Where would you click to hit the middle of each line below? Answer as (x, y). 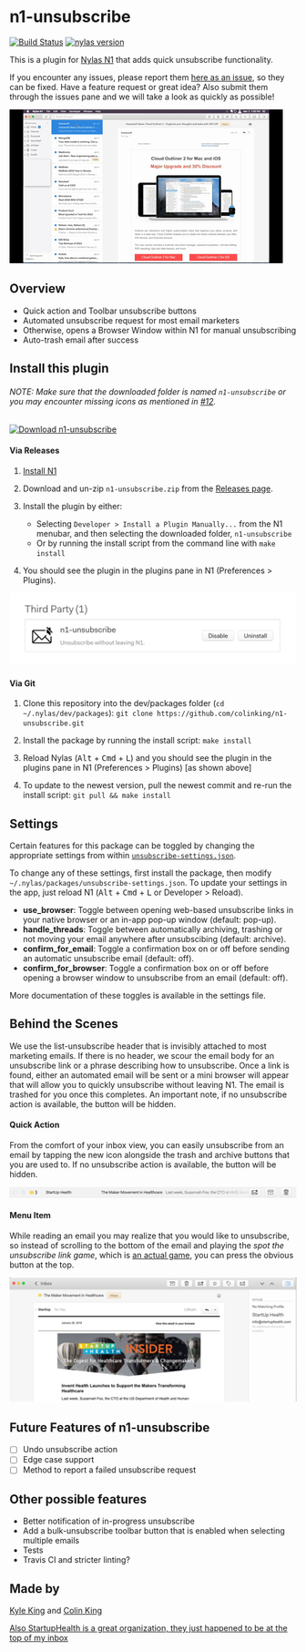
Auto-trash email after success (81, 340)
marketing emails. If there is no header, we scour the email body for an (142, 1055)
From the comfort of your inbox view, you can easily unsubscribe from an (147, 1145)
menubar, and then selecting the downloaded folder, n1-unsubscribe (164, 533)
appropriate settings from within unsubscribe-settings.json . (123, 856)
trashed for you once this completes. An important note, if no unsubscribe (148, 1094)
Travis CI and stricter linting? (76, 1560)
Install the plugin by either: (72, 506)
